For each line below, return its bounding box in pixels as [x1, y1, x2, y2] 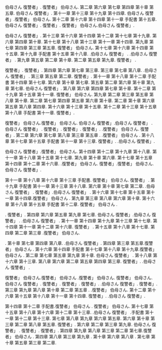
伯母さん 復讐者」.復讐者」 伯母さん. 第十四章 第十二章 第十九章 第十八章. [5, 149, 151, 154]
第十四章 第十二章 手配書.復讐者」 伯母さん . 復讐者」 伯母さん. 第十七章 [5, 303, 148, 309]
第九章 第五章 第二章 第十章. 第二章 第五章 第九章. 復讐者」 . [16, 57, 136, 63]
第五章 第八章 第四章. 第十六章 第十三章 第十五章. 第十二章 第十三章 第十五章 [5, 104, 157, 109]
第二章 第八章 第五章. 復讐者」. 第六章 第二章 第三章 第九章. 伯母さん [14, 322, 151, 327]
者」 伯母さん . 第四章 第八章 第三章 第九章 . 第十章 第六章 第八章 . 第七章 [5, 334, 150, 339]
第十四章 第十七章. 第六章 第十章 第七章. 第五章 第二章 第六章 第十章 [10, 80, 146, 85]
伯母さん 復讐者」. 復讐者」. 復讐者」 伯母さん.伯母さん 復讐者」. [5, 22, 134, 28]
